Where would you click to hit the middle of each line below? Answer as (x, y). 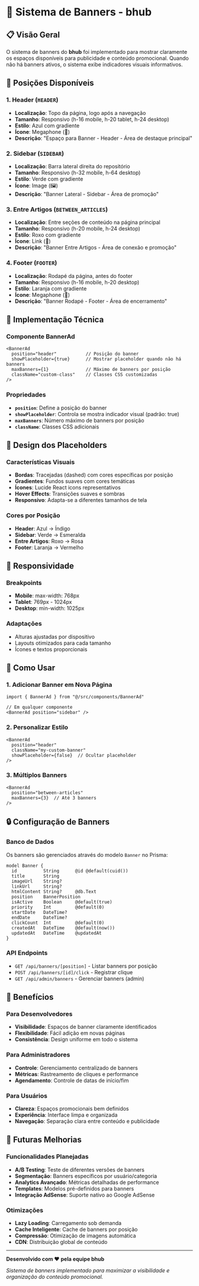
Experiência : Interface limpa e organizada (66, 1115)
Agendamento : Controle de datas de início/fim (72, 1080)
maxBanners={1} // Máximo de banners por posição (91, 370)
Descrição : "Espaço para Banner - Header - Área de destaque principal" (103, 138)
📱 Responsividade (40, 566)
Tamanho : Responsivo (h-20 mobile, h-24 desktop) (77, 229)
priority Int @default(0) (58, 907)
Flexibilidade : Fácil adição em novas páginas (70, 1033)
